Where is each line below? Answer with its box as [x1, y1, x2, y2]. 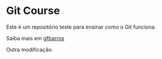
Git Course [6, 4, 61, 18]
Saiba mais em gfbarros [6, 34, 65, 41]
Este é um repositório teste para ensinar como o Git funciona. [6, 23, 156, 30]
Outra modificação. [6, 46, 53, 53]
